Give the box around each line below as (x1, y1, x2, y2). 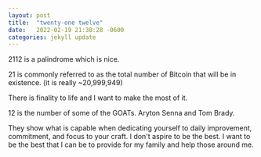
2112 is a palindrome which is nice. (8, 55, 120, 64)
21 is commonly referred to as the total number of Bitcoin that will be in (8, 70, 237, 79)
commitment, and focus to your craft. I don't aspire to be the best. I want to (8, 132, 251, 141)
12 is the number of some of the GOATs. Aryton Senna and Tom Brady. (8, 109, 235, 118)
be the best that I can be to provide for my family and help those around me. (8, 140, 255, 149)
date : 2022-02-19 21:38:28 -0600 (8, 26, 125, 34)
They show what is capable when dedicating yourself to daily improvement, (8, 123, 252, 133)
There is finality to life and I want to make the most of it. (8, 93, 188, 102)
